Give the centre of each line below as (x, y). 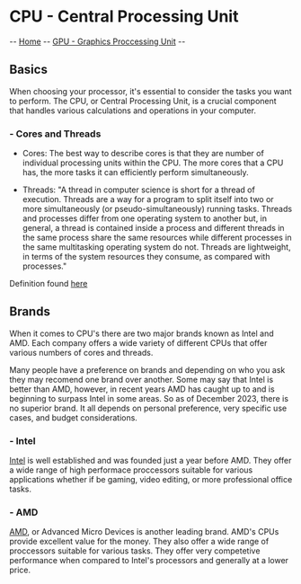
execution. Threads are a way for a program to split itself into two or (148, 199)
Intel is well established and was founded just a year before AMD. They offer (150, 461)
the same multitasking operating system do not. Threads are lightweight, (156, 247)
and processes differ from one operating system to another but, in (145, 218)
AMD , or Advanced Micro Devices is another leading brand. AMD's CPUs (144, 532)
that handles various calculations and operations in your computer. (133, 111)
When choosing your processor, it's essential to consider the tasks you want (150, 91)
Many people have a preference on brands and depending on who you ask (147, 369)
